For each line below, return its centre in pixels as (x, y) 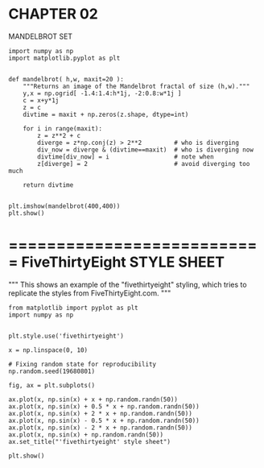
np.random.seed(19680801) (52, 371)
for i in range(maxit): (63, 128)
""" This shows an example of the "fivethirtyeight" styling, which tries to (128, 284)
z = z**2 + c (59, 135)
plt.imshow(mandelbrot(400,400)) (64, 206)
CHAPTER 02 (53, 14)
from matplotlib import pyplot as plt (73, 308)
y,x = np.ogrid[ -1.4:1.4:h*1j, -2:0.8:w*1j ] (102, 93)
